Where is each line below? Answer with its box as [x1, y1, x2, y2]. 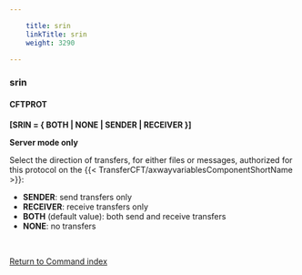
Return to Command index [9, 256, 107, 267]
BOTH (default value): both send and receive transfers [22, 210, 226, 221]
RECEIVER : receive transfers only [22, 201, 148, 212]
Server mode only [9, 137, 79, 148]
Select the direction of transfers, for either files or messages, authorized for [9, 154, 293, 165]
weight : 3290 [25, 38, 75, 47]
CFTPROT [9, 98, 47, 109]
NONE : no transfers [22, 220, 96, 231]
